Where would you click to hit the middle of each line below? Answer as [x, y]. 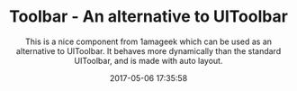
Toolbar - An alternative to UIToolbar [148, 17]
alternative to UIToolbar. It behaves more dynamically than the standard [148, 50]
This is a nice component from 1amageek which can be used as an [148, 41]
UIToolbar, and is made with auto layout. [148, 60]
